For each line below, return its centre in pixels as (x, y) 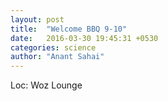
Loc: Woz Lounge (46, 85)
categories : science (53, 47)
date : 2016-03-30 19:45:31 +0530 (84, 38)
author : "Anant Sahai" (57, 57)
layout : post (37, 19)
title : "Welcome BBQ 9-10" (69, 29)
